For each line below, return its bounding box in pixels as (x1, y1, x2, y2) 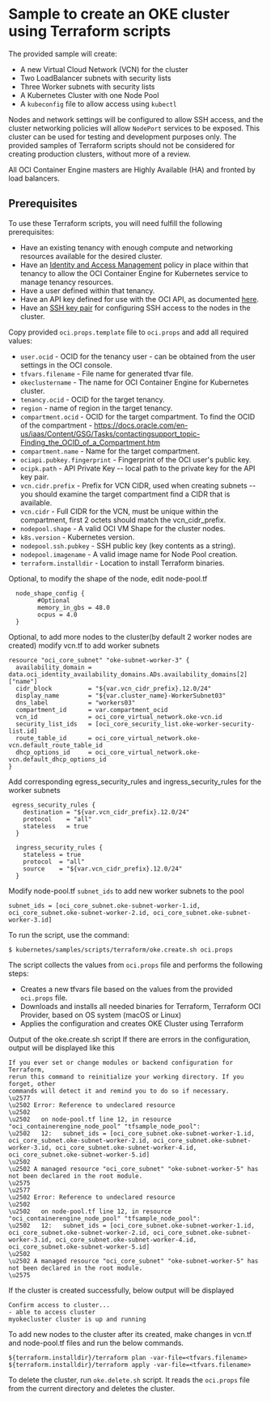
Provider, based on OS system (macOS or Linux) (19, 1010, 182, 1020)
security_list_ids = (15, 720, 92, 728)
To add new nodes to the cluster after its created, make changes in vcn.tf (8, 1329, 252, 1339)
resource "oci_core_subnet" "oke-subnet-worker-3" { (8, 656, 190, 664)
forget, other (8, 1079, 57, 1088)
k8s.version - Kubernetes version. (19, 532, 135, 542)
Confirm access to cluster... (8, 1301, 111, 1309)
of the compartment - (19, 420, 93, 430)
